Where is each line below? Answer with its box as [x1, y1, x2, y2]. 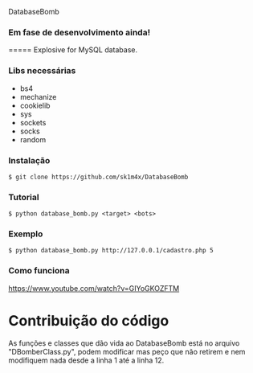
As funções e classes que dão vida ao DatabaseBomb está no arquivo [8, 338, 240, 348]
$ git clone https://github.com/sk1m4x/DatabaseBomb [8, 173, 189, 181]
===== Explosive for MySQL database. [8, 45, 138, 55]
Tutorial [8, 191, 39, 203]
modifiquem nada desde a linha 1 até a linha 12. [8, 355, 165, 365]
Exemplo [8, 228, 43, 240]
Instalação [8, 154, 51, 166]
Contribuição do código [8, 311, 169, 330]
